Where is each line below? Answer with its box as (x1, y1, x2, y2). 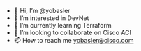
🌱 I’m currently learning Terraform (13, 21, 112, 29)
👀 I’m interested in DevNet (13, 14, 89, 22)
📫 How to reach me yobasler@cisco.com (13, 37, 134, 44)
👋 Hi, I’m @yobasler (13, 7, 71, 14)
